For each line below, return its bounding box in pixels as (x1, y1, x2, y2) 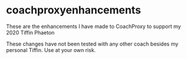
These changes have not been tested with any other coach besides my (6, 40, 179, 47)
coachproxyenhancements (6, 4, 142, 17)
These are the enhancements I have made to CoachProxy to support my (6, 23, 181, 30)
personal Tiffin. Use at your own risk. (6, 46, 96, 53)
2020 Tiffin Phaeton (6, 29, 55, 36)
